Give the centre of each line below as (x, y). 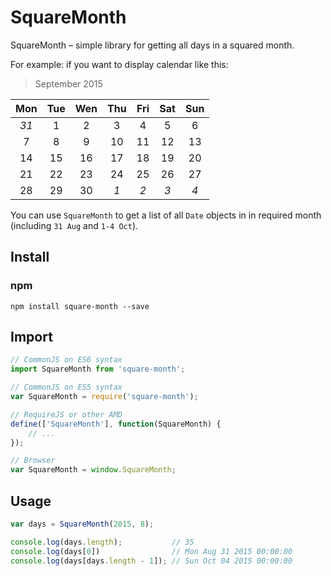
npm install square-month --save (80, 306)
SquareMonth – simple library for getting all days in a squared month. (152, 45)
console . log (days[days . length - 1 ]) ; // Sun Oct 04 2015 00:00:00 (151, 561)
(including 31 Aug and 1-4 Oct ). (74, 225)
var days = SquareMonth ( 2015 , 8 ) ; (82, 524)
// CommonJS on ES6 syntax (66, 360)
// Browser (33, 461)
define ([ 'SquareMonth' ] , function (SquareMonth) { (116, 424)
